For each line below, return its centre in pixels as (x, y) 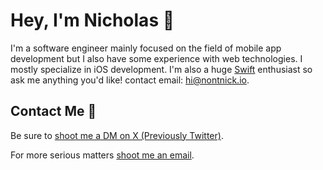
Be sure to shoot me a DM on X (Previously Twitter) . (117, 135)
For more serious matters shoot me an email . (102, 155)
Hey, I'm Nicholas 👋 (92, 20)
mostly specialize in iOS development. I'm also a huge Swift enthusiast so (161, 69)
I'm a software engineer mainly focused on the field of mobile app (146, 48)
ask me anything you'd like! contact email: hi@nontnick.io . (130, 80)
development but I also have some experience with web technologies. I (156, 58)
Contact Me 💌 (53, 111)
